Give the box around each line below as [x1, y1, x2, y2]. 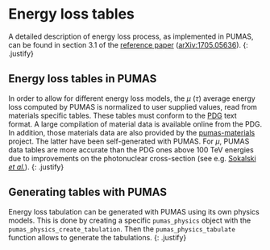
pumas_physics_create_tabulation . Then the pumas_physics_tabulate [8, 223, 236, 234]
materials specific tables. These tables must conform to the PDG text [8, 110, 237, 120]
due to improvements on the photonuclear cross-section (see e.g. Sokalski [8, 153, 256, 163]
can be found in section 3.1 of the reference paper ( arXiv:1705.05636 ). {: [8, 40, 248, 49]
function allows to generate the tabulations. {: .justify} [8, 232, 187, 242]
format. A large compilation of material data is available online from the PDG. [8, 119, 263, 129]
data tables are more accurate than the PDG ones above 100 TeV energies [8, 144, 254, 154]
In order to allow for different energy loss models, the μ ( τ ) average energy [8, 94, 255, 103]
